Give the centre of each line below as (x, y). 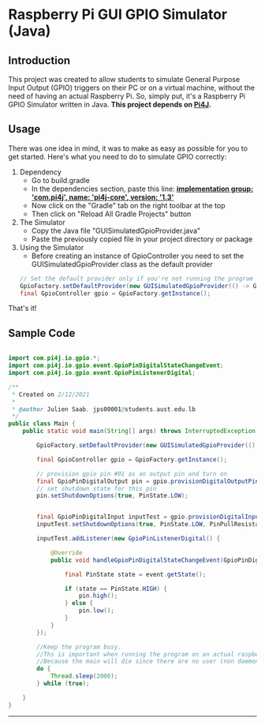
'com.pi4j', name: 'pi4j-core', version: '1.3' (103, 197)
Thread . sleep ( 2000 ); (84, 676)
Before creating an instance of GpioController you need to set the (138, 256)
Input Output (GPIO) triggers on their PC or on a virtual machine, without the (131, 88)
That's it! (22, 308)
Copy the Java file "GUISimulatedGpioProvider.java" (116, 230)
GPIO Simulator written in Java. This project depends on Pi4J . (110, 105)
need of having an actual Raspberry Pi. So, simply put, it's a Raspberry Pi (127, 96)
